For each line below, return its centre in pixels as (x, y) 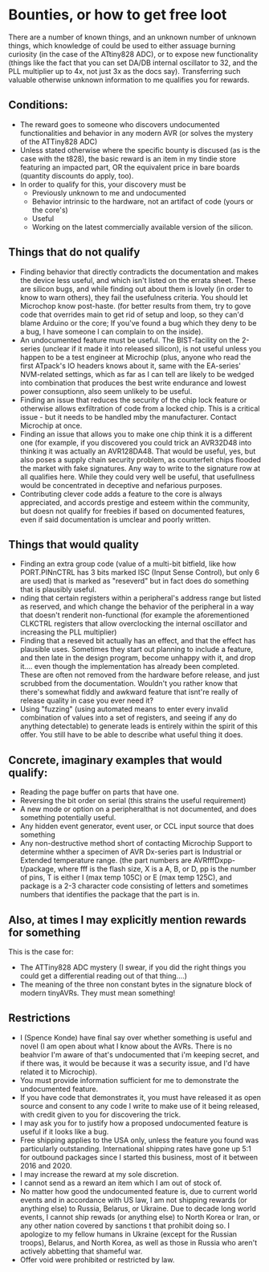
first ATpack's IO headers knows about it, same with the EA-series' (130, 365)
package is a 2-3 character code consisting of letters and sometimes (134, 886)
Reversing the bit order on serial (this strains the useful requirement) (133, 801)
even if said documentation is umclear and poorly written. (115, 519)
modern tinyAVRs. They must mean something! (98, 993)
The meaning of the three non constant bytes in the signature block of (136, 984)
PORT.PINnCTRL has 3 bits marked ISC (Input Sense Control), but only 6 (139, 572)
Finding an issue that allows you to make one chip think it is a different (136, 434)
